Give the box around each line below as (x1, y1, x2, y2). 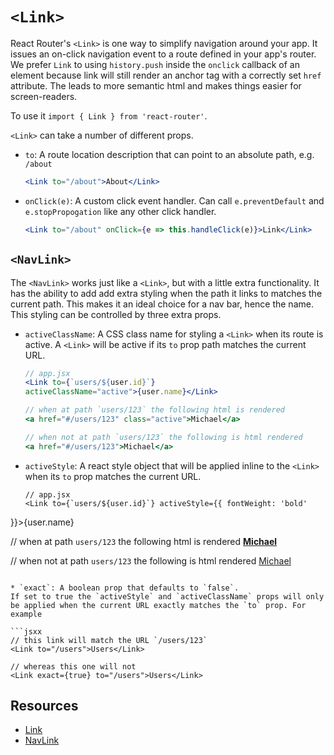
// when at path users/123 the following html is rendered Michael (10, 535, 278, 547)
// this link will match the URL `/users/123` (10, 635, 208, 645)
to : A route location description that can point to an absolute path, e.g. (24, 148, 315, 160)
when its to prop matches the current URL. (24, 470, 202, 482)
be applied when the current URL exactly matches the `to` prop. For (10, 600, 307, 610)
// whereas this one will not (10, 661, 137, 672)
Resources (10, 698, 79, 715)
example (10, 609, 43, 619)
